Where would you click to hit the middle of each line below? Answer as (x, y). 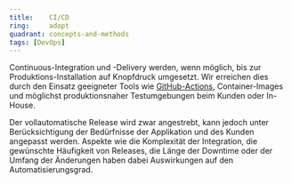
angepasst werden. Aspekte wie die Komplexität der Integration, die (134, 141)
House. (22, 105)
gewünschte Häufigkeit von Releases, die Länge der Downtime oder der (141, 151)
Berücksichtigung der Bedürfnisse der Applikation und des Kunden (132, 132)
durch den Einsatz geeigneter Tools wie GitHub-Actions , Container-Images (146, 86)
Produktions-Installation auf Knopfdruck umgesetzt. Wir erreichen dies (139, 77)
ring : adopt (39, 26)
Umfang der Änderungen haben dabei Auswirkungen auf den (122, 160)
